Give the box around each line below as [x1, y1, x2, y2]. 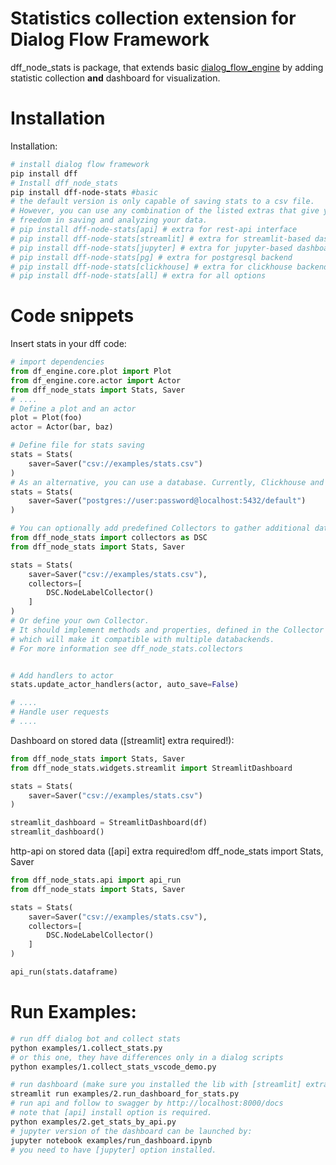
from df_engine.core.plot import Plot [10, 367, 172, 377]
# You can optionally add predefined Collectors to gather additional [10, 523, 311, 534]
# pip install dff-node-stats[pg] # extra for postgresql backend [10, 252, 293, 262]
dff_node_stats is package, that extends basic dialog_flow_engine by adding [10, 61, 324, 73]
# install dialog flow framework [10, 159, 150, 169]
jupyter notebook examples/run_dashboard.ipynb [10, 1135, 213, 1146]
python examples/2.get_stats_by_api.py [10, 1117, 177, 1127]
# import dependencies [10, 357, 105, 367]
